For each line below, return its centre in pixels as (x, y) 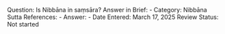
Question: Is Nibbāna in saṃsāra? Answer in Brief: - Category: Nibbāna (107, 10)
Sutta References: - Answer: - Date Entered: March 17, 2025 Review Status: (113, 17)
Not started (23, 24)
